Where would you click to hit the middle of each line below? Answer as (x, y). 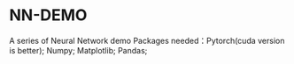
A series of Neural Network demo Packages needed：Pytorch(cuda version (147, 40)
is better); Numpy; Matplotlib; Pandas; (78, 50)
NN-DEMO (48, 15)
